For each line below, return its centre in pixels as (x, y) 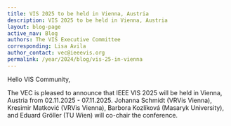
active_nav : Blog (33, 33)
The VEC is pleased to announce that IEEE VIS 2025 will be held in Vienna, (115, 92)
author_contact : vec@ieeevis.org (56, 53)
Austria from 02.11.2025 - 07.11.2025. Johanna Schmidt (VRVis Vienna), (110, 100)
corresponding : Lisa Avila (47, 46)
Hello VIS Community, (39, 79)
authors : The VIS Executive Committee (64, 40)
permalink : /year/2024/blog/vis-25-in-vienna (75, 59)
